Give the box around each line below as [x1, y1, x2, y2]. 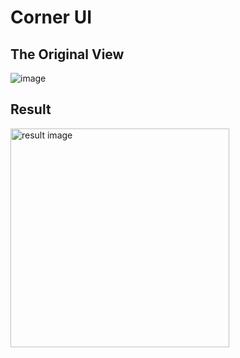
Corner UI [10, 6, 92, 29]
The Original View [10, 46, 125, 63]
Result [10, 101, 52, 118]
